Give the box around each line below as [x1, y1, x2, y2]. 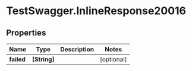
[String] [32, 55, 55, 63]
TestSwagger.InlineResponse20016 [6, 4, 186, 18]
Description [60, 46, 94, 53]
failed [9, 55, 26, 63]
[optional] [99, 55, 127, 63]
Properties [6, 28, 46, 38]
